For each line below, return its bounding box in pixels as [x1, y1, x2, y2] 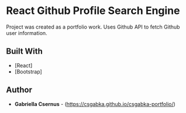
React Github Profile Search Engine [6, 4, 180, 17]
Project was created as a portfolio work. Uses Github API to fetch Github [6, 23, 180, 30]
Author [6, 85, 32, 95]
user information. [6, 29, 48, 36]
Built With [6, 47, 43, 57]
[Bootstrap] [14, 68, 42, 75]
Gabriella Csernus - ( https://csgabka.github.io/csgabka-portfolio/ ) [14, 100, 175, 107]
